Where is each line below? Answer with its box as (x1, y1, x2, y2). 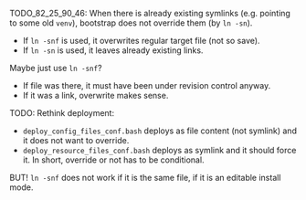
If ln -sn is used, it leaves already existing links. (22, 45, 204, 56)
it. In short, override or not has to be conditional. (22, 154, 205, 165)
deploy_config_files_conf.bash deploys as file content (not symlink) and (22, 125, 297, 136)
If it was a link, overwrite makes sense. (22, 90, 169, 100)
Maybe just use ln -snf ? (9, 63, 102, 73)
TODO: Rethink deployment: (9, 108, 115, 118)
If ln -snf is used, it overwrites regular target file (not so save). (22, 36, 260, 46)
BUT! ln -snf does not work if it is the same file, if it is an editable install (9, 173, 281, 183)
